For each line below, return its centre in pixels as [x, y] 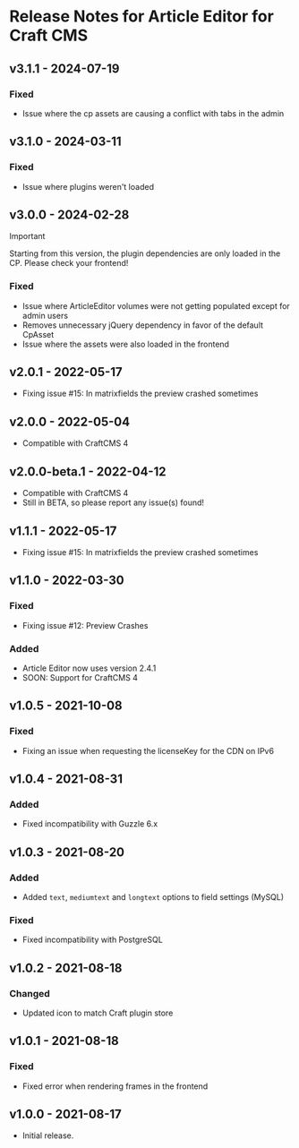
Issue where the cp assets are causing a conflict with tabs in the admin [153, 113]
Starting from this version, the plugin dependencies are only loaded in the [145, 253]
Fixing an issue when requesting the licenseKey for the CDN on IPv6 [148, 750]
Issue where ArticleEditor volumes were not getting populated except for [156, 305]
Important [27, 236]
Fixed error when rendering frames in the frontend [115, 1086]
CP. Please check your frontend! [69, 263]
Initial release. [48, 1135]
